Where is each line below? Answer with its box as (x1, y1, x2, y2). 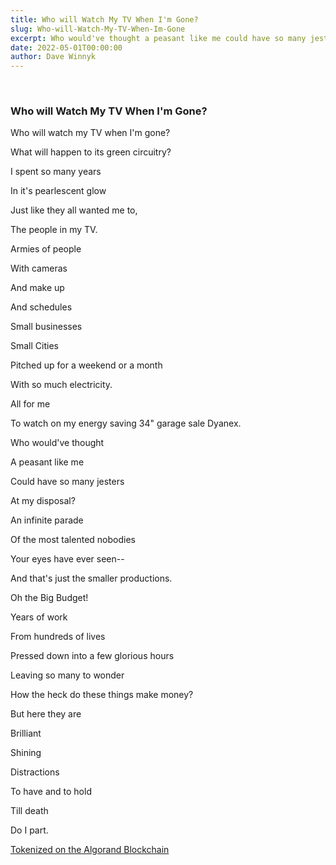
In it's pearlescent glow (10, 185, 107, 197)
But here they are (10, 708, 82, 720)
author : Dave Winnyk (10, 52, 97, 62)
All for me (10, 398, 51, 410)
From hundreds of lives (10, 631, 106, 643)
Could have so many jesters (10, 476, 125, 488)
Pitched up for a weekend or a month (10, 359, 163, 371)
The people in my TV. (10, 224, 98, 236)
